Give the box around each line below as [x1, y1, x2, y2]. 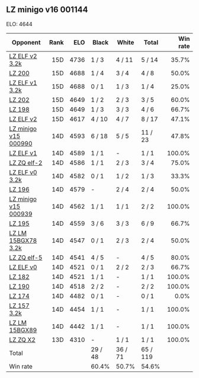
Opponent [11, 38, 41, 46]
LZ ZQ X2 [9, 335, 36, 344]
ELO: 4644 [6, 20, 33, 27]
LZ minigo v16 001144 [6, 5, 88, 15]
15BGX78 [9, 236, 37, 245]
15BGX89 [9, 326, 37, 334]
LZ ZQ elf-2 [9, 158, 43, 166]
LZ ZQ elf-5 [9, 253, 43, 261]
